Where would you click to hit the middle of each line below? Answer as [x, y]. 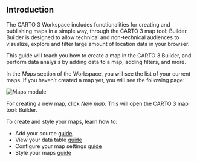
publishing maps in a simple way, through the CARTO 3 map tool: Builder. [97, 31]
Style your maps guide [43, 152]
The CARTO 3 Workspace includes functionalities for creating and [88, 24]
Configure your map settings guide [58, 146]
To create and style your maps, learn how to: [62, 121]
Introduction [30, 10]
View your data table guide [49, 140]
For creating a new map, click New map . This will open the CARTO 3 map [97, 103]
